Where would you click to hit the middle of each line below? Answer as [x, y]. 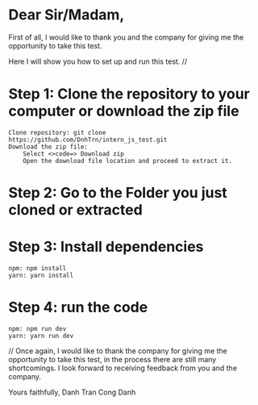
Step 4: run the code [78, 307]
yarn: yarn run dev [41, 336]
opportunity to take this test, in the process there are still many [112, 359]
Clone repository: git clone [57, 132]
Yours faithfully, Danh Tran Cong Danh [72, 392]
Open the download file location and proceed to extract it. [127, 161]
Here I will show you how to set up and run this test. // [98, 61]
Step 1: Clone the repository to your [129, 94]
